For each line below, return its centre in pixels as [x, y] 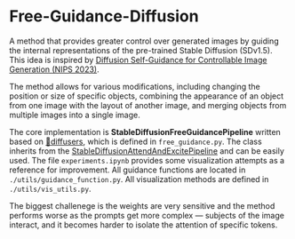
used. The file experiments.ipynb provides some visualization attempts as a [147, 160]
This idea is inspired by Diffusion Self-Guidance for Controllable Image [138, 60]
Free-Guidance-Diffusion [104, 16]
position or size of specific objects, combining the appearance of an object [147, 96]
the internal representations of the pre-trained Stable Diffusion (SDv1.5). [141, 50]
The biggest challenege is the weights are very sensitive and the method [142, 205]
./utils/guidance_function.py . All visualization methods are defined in [139, 179]
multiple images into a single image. [75, 115]
